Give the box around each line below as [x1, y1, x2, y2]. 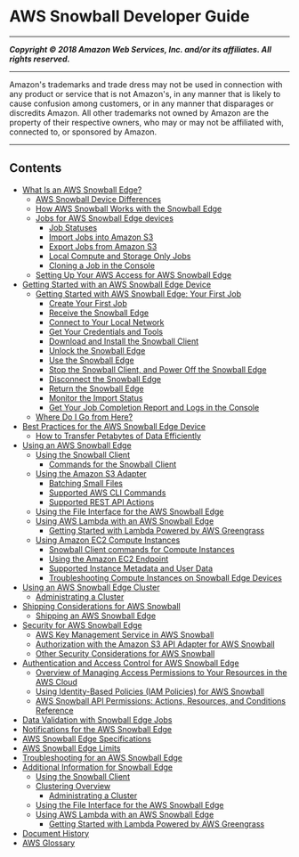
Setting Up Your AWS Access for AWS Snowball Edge [35, 269, 232, 280]
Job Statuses [48, 222, 98, 233]
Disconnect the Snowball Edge [48, 373, 162, 384]
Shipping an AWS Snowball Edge [35, 610, 157, 621]
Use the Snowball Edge [48, 355, 135, 365]
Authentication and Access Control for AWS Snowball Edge [21, 657, 239, 668]
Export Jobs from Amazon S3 [48, 241, 158, 251]
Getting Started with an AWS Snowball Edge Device [21, 279, 212, 290]
